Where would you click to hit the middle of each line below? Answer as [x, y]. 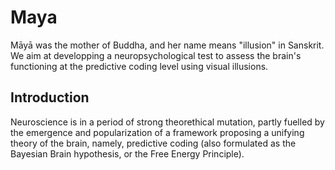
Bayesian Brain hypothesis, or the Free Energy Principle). [127, 153]
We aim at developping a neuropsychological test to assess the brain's [156, 55]
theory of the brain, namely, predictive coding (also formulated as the [153, 143]
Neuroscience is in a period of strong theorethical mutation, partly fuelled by [167, 122]
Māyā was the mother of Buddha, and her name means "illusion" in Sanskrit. [167, 45]
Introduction [50, 97]
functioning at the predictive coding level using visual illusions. [139, 66]
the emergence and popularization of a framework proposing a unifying [157, 132]
